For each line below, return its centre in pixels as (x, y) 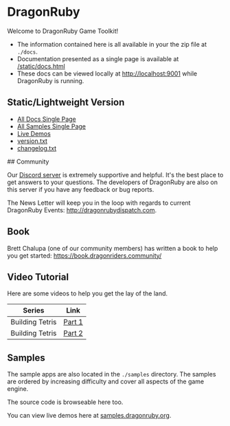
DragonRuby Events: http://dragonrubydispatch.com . (82, 210)
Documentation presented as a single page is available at (98, 58)
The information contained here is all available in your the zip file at (112, 44)
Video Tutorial (38, 277)
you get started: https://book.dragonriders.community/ (84, 256)
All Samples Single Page (51, 126)
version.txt (32, 141)
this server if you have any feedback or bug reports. (81, 189)
